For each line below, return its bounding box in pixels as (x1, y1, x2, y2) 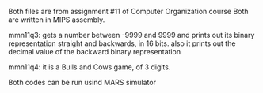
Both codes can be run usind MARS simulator (8, 78, 157, 87)
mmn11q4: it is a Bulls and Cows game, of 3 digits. (8, 62, 171, 72)
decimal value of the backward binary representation (8, 47, 181, 56)
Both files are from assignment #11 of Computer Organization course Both (8, 7, 249, 16)
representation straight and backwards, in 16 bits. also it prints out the (8, 39, 236, 48)
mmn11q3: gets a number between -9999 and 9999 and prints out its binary (8, 31, 255, 39)
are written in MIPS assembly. (8, 15, 105, 24)
